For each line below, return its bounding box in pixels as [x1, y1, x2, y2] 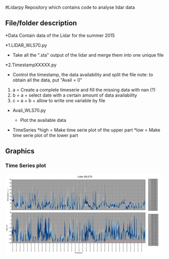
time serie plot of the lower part [12, 132, 78, 138]
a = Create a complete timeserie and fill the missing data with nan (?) [12, 87, 156, 93]
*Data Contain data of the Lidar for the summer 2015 [5, 32, 115, 38]
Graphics [5, 147, 35, 156]
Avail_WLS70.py [12, 107, 46, 113]
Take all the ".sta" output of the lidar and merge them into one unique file [12, 52, 164, 58]
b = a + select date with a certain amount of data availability [12, 92, 137, 98]
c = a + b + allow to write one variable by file [12, 97, 105, 103]
